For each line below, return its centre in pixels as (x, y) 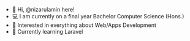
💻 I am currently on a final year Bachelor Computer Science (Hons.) (98, 16)
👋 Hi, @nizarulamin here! (43, 9)
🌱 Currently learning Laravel (47, 32)
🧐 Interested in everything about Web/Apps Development (84, 25)
